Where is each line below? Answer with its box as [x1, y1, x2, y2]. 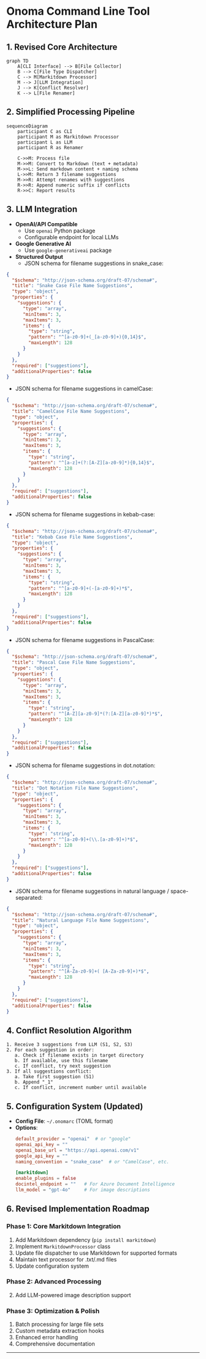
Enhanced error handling [15, 1334, 78, 1341]
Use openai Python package [24, 227, 96, 234]
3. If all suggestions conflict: [6, 1068, 92, 1074]
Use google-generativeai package [24, 247, 112, 254]
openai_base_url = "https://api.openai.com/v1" [15, 1147, 139, 1154]
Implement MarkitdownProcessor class [15, 1242, 111, 1250]
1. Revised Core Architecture [6, 42, 118, 52]
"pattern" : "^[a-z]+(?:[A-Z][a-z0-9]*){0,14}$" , [28, 459, 155, 465]
